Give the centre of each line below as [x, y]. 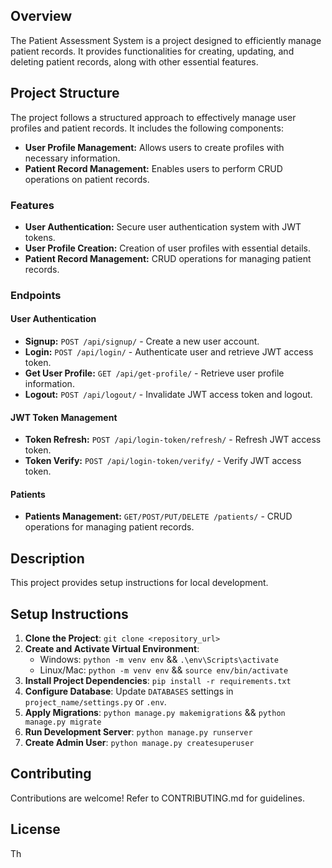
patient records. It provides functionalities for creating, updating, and [152, 51]
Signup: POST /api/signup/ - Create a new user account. [142, 341]
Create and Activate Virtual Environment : [112, 649]
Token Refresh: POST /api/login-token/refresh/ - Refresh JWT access [173, 440]
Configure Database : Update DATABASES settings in [129, 691]
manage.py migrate [63, 722]
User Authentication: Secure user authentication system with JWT [163, 226]
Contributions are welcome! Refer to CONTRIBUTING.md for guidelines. [157, 798]
